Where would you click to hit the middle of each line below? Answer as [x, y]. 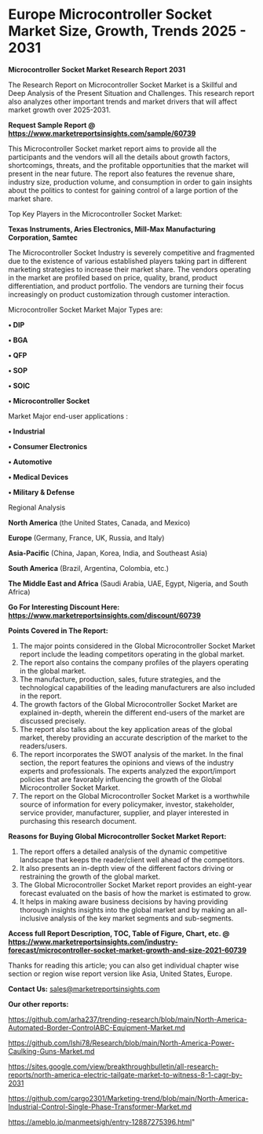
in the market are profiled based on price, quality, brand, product [113, 277]
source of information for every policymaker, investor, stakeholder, [127, 804]
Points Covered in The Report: [58, 631]
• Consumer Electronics [48, 446]
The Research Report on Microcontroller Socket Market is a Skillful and [123, 85]
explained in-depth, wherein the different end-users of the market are [132, 712]
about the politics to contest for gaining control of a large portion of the [123, 190]
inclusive [34, 918]
